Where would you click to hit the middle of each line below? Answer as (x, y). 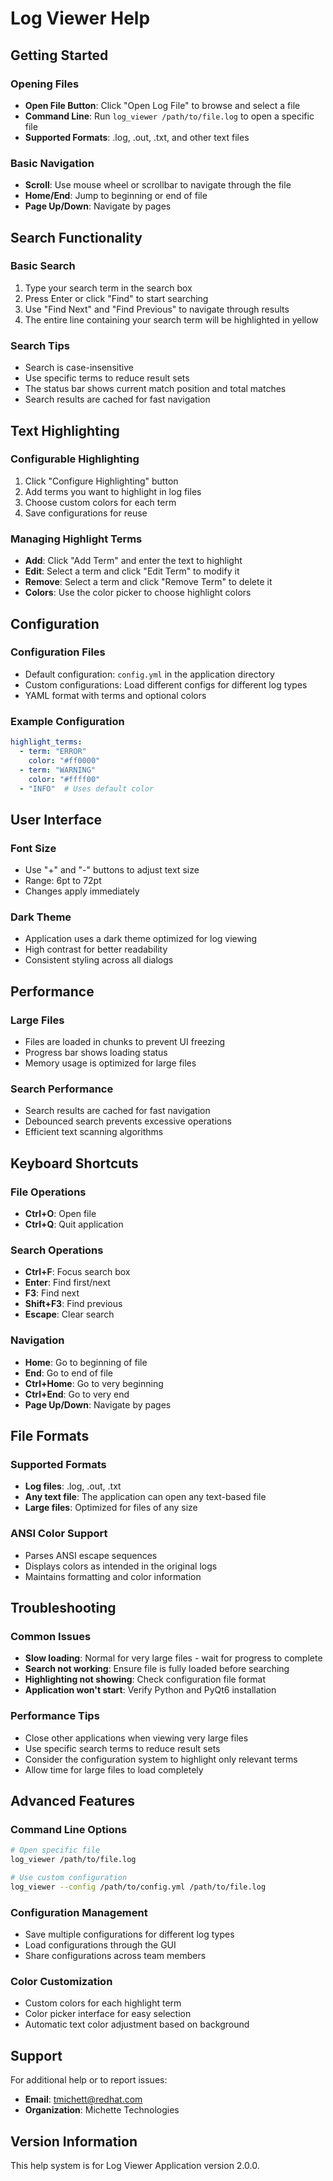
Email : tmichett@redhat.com (83, 2099)
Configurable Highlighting (75, 459)
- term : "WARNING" (58, 770)
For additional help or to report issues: (89, 2080)
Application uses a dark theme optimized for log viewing (141, 939)
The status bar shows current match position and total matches (155, 389)
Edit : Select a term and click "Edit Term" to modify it (132, 571)
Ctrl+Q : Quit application (74, 1224)
